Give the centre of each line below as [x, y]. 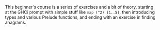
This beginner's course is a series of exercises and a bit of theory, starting [79, 7]
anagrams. [16, 22]
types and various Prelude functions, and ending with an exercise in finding [80, 17]
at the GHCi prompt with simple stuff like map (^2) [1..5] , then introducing [80, 12]
